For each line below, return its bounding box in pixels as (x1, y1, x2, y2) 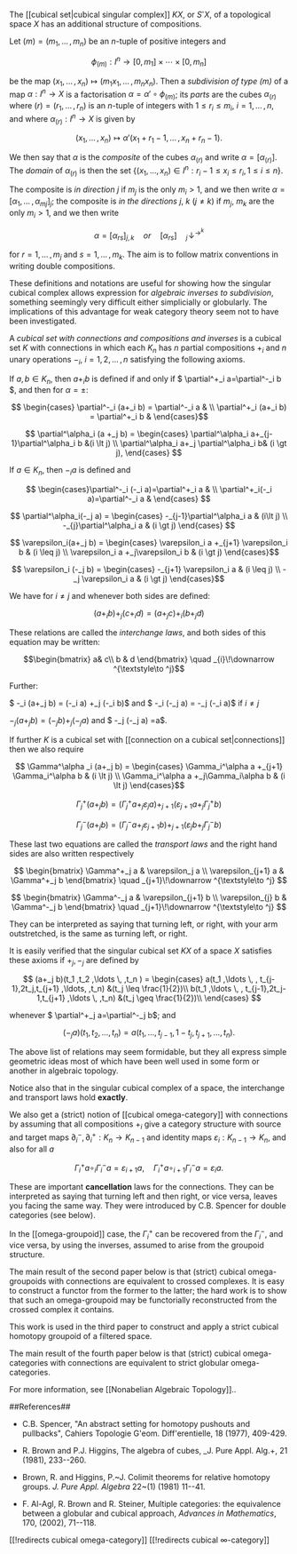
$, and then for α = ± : (9, 385, 89, 395)
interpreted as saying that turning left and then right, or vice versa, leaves (9, 1191, 277, 1201)
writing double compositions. (9, 260, 115, 271)
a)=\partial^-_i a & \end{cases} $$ (87, 493, 211, 505)
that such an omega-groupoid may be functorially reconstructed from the (9, 1295, 277, 1305)
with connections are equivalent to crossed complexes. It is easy (48, 1276, 285, 1287)
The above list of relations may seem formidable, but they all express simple (9, 1047, 287, 1057)
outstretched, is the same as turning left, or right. (9, 928, 188, 938)
